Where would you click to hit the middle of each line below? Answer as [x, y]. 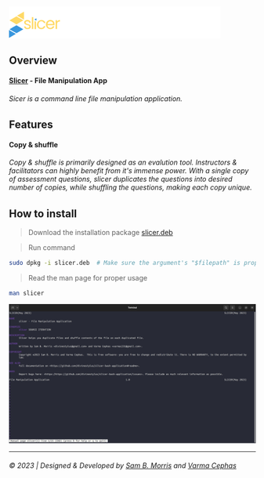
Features [31, 125]
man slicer [27, 293]
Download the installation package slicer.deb [100, 233]
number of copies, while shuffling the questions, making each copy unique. [131, 187]
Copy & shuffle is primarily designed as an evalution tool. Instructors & [123, 162]
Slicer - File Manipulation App [58, 80]
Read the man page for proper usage [88, 278]
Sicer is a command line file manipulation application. [96, 98]
